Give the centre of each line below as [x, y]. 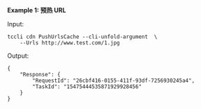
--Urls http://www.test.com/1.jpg [70, 43]
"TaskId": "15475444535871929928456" [87, 87]
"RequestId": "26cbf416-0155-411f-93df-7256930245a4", [114, 81]
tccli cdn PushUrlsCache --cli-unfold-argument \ [82, 37]
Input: [16, 24]
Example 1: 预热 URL [37, 10]
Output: [18, 56]
